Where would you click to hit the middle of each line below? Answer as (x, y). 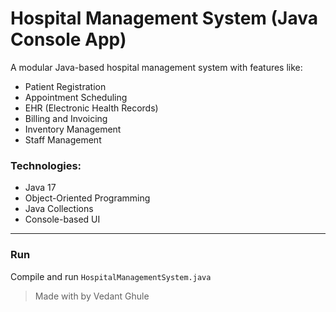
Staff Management (63, 139)
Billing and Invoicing (66, 118)
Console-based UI (62, 219)
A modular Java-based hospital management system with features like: (156, 67)
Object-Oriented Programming (87, 198)
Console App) (68, 39)
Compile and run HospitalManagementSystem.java (111, 276)
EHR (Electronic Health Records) (91, 108)
